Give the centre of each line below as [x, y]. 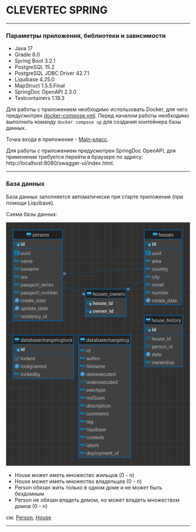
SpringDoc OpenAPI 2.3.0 [45, 92]
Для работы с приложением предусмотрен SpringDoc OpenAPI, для [91, 151]
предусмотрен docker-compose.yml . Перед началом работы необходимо [98, 116]
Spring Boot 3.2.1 [35, 61]
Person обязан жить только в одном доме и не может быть [88, 487]
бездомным [29, 493]
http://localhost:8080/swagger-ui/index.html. [60, 163]
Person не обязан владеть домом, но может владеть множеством [97, 500]
